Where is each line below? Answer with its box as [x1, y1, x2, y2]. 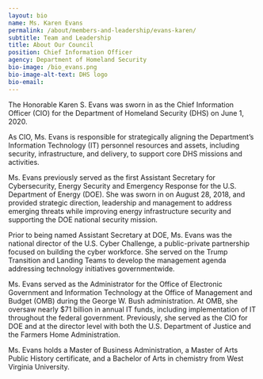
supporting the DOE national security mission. [8, 215, 158, 224]
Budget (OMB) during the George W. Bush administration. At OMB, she [8, 296, 238, 305]
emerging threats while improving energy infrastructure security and [8, 206, 231, 216]
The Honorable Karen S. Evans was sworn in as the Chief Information [8, 100, 234, 109]
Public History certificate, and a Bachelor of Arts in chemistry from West [8, 354, 244, 363]
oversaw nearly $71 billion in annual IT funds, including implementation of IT [8, 304, 257, 314]
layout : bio [8, 11, 48, 20]
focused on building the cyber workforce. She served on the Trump [8, 247, 228, 256]
